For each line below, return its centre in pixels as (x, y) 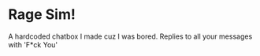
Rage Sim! (42, 15)
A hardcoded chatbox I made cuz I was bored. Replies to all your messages (130, 36)
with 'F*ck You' (33, 44)
